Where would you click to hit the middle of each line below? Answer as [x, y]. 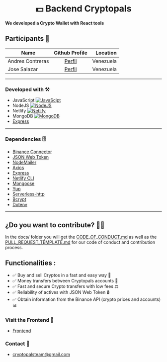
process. [14, 247]
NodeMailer [24, 163]
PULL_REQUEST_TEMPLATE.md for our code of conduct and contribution [80, 242]
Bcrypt [19, 199]
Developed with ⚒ [27, 89]
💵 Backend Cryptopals [83, 9]
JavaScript [23, 100]
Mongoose [23, 183]
